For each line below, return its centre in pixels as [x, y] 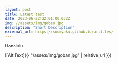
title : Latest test [25, 14]
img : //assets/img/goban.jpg [34, 23]
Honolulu [14, 46]
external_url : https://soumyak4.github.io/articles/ [59, 32]
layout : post [18, 9]
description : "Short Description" [40, 28]
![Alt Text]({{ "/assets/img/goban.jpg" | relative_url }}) [58, 55]
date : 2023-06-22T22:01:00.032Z [37, 18]
